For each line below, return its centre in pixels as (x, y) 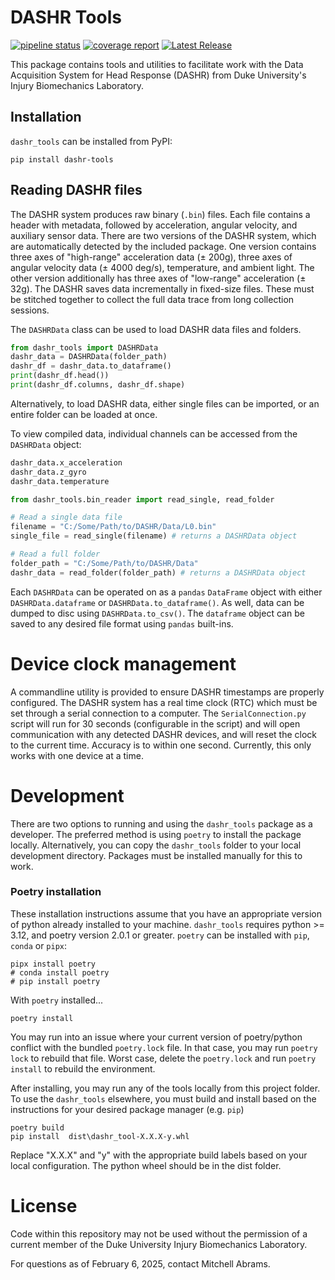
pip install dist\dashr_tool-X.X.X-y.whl (100, 1136)
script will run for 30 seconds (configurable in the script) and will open (155, 723)
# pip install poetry (55, 981)
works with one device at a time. (77, 755)
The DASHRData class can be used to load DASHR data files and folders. (156, 329)
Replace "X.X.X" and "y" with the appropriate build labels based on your (159, 1155)
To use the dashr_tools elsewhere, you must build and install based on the (163, 1098)
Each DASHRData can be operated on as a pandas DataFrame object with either (166, 592)
